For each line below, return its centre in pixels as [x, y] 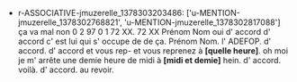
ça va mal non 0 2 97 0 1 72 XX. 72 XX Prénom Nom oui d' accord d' [144, 32]
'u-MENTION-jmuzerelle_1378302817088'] [202, 22]
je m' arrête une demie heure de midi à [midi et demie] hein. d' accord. [149, 60]
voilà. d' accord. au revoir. [66, 70]
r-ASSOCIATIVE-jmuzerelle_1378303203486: [101, 13]
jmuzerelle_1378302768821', [70, 22]
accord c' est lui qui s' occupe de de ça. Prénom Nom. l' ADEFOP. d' [144, 41]
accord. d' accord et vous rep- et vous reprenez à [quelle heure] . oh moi [153, 51]
